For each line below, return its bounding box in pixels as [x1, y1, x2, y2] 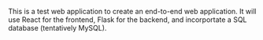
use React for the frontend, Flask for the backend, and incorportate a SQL [8, 15, 247, 24]
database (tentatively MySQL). [8, 24, 107, 32]
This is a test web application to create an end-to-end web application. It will [8, 7, 257, 16]
